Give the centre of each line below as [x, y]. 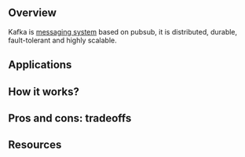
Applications [40, 65]
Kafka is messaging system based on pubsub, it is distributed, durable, [123, 31]
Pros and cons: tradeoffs [70, 118]
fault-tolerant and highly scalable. [62, 40]
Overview [33, 13]
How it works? [44, 91]
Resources [35, 145]
